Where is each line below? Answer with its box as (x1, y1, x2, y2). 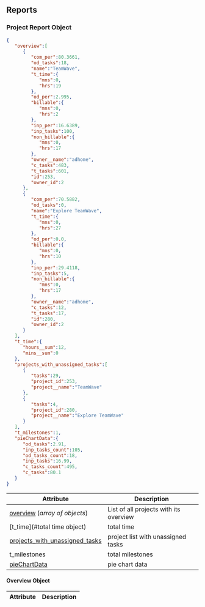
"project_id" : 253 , (31, 379, 78, 385)
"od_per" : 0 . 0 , (31, 236, 67, 242)
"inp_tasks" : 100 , (31, 128, 75, 134)
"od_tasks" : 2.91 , (22, 441, 67, 447)
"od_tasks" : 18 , (31, 60, 70, 66)
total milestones (107, 550, 154, 559)
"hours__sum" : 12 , (22, 344, 67, 351)
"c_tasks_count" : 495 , (22, 464, 78, 470)
